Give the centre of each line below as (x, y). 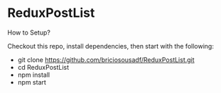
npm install (34, 75)
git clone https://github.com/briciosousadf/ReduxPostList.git (106, 60)
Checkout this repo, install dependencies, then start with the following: (111, 46)
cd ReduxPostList (43, 67)
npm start (32, 82)
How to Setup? (29, 32)
